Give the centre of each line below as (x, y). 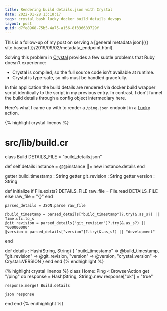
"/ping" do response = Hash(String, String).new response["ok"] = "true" (79, 276)
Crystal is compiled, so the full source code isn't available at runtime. (83, 72)
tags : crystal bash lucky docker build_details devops (63, 19)
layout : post (19, 24)
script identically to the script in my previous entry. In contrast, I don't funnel (83, 93)
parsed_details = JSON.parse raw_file (45, 206)
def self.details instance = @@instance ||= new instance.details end (75, 166)
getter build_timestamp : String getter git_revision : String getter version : (80, 176)
